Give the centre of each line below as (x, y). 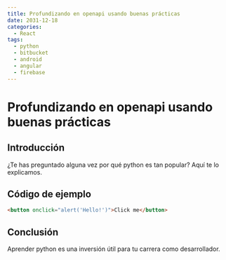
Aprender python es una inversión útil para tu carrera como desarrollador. (114, 249)
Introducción (36, 148)
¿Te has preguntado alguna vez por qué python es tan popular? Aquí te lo (113, 165)
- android (28, 60)
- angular (28, 66)
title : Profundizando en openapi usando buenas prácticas (94, 14)
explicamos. (25, 172)
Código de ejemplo (49, 194)
